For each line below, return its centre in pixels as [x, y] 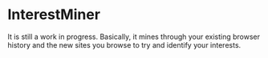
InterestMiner [54, 15]
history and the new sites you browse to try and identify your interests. [124, 44]
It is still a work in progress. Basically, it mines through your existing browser [134, 37]
